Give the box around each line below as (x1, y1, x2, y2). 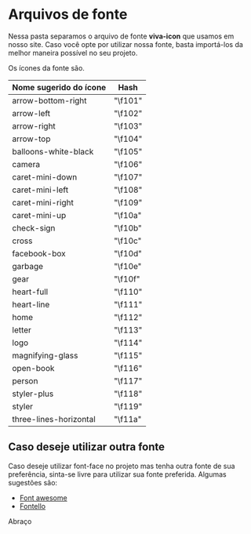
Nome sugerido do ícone (12, 82, 107, 93)
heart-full (12, 286, 49, 297)
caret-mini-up (12, 209, 67, 220)
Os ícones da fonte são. (8, 63, 85, 72)
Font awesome (19, 492, 68, 503)
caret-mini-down (12, 171, 78, 182)
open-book (12, 362, 55, 373)
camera (12, 158, 41, 169)
